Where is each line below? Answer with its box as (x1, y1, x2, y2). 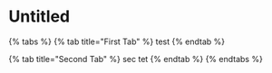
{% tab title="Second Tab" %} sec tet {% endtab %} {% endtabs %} (8, 53, 264, 64)
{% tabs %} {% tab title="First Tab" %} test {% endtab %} (8, 36, 226, 47)
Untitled (8, 6, 71, 27)
